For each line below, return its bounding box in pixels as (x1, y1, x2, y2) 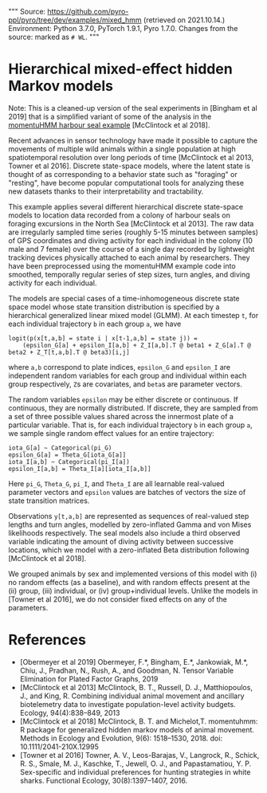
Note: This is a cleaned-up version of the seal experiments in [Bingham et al (8, 103, 257, 112)
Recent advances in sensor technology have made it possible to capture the (8, 135, 257, 145)
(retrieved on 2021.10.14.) (143, 15, 226, 25)
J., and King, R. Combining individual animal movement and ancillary (19, 691, 245, 701)
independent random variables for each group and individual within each (8, 371, 247, 380)
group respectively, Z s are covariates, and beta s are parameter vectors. (8, 379, 243, 389)
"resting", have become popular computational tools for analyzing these (8, 178, 245, 187)
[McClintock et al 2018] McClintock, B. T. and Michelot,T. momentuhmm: (19, 716, 258, 726)
